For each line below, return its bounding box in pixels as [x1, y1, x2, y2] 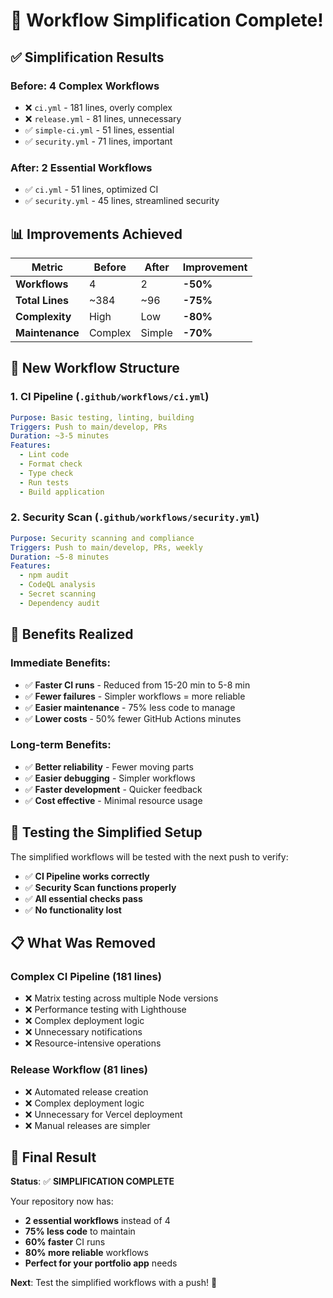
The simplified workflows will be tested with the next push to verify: [10, 850, 289, 863]
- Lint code [19, 450, 70, 460]
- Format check [19, 459, 83, 469]
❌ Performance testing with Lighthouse [24, 1004, 187, 1016]
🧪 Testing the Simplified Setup [10, 824, 203, 841]
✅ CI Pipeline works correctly [24, 870, 150, 882]
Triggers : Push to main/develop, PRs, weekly [10, 542, 203, 553]
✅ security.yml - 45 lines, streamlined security [24, 195, 220, 207]
